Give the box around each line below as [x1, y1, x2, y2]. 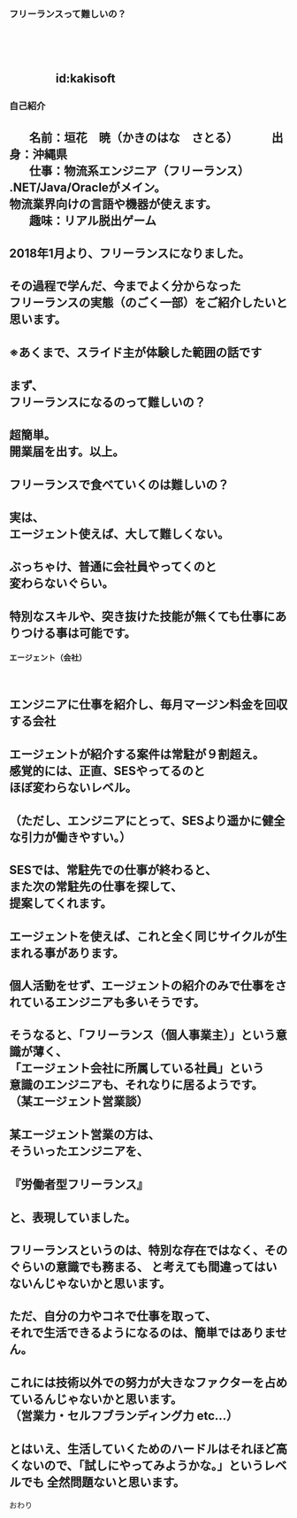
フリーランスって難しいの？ [9, 7, 126, 19]
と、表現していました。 [9, 1210, 137, 1225]
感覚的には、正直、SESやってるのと [9, 763, 206, 778]
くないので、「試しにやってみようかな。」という [9, 1458, 264, 1473]
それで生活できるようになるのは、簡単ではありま [9, 1326, 276, 1341]
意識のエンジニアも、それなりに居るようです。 [9, 1078, 263, 1093]
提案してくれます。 [9, 896, 112, 911]
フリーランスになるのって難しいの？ [9, 394, 206, 409]
